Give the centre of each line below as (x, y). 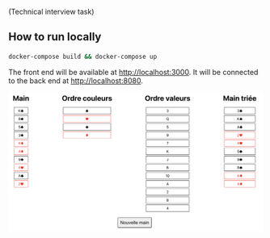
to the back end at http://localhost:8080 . (76, 81)
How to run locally (55, 37)
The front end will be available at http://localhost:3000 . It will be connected (133, 72)
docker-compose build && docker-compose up (83, 56)
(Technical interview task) (51, 12)
